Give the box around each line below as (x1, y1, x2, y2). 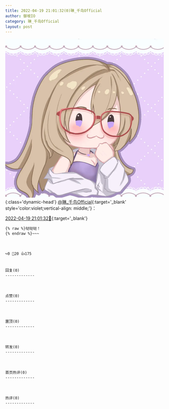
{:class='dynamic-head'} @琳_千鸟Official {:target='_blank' (5, 199, 127, 205)
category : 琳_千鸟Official (5, 19, 59, 24)
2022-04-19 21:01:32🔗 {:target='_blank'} (5, 215, 88, 221)
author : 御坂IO (5, 13, 36, 19)
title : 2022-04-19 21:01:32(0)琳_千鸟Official (5, 8, 102, 13)
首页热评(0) (5, 370, 28, 375)
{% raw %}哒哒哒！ (5, 226, 41, 231)
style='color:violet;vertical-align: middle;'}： (5, 205, 97, 211)
